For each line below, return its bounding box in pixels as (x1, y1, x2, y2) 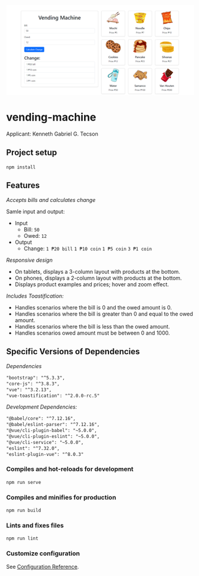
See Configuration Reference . (6, 563, 79, 570)
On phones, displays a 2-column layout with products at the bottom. (14, 274, 182, 281)
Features (6, 180, 40, 191)
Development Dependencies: (6, 403, 77, 410)
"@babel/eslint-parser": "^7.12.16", (6, 421, 100, 427)
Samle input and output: (6, 208, 65, 215)
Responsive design (6, 256, 53, 264)
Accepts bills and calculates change (6, 196, 96, 203)
